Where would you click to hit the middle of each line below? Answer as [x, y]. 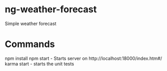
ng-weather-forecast [51, 9]
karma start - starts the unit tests [39, 64]
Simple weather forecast [31, 23]
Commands [30, 44]
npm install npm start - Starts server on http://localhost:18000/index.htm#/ [83, 58]
